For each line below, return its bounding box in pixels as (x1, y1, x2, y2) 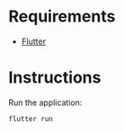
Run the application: (8, 97, 83, 108)
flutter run (8, 114, 53, 123)
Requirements (8, 6, 116, 27)
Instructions (8, 67, 102, 88)
